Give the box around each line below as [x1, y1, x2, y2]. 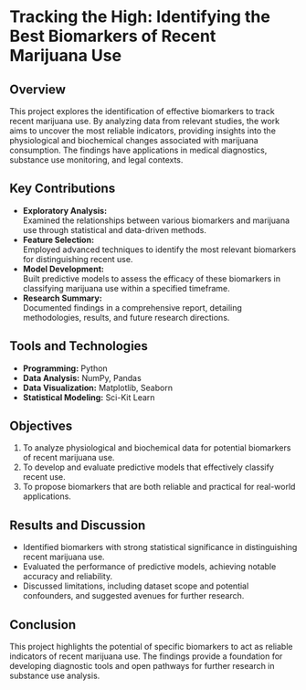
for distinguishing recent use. [22, 253, 133, 264]
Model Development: [22, 263, 105, 274]
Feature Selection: [22, 234, 94, 245]
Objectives [9, 419, 73, 434]
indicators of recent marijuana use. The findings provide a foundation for [9, 651, 283, 662]
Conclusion [9, 617, 77, 632]
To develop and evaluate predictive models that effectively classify [22, 462, 274, 472]
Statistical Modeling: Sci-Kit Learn [22, 391, 155, 403]
